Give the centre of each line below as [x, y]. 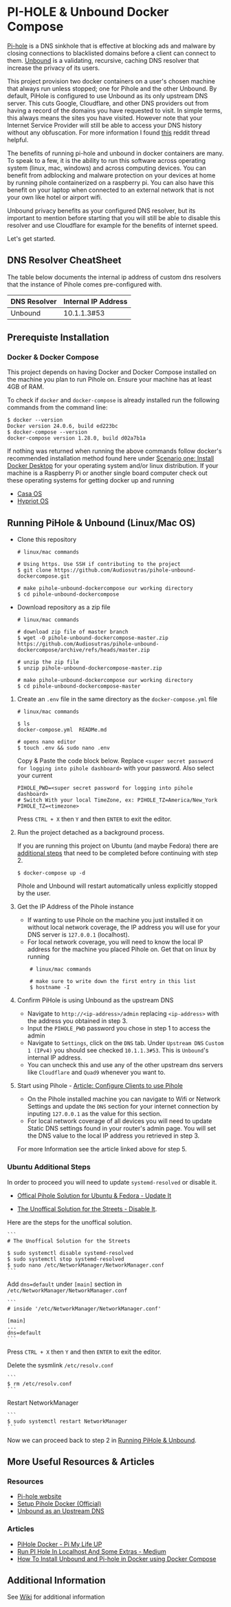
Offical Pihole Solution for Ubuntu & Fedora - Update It [94, 1196]
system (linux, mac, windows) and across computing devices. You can [107, 168]
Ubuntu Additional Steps [49, 1167]
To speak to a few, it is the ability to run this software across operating [107, 160]
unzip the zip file [51, 662]
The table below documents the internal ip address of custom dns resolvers [114, 277]
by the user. [34, 893]
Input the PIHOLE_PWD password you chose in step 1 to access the [119, 1029]
